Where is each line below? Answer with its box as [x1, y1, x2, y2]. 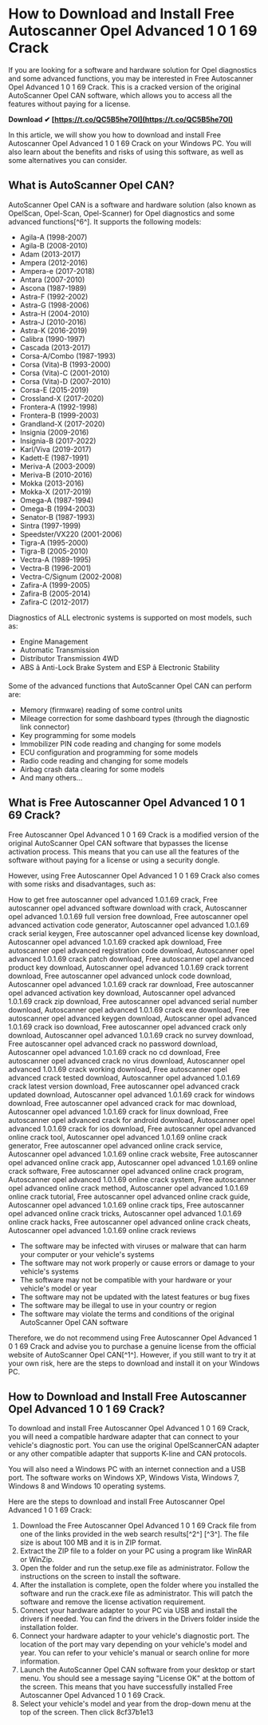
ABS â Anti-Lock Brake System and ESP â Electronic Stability [19, 662, 220, 672]
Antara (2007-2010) [19, 275, 85, 284]
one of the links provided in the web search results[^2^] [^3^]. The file [19, 1529, 250, 1539]
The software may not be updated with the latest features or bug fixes [19, 1291, 250, 1302]
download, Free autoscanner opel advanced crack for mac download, [8, 1098, 237, 1108]
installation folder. [19, 1623, 79, 1632]
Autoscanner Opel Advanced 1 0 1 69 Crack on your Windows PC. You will [8, 138, 251, 148]
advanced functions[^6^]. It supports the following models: [8, 216, 202, 226]
